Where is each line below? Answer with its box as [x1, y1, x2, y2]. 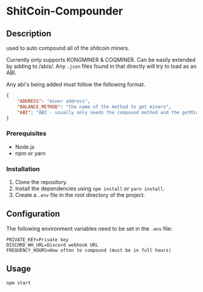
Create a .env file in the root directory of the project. [14, 191, 146, 198]
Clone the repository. [14, 178, 68, 185]
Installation [6, 165, 40, 173]
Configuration [6, 209, 60, 219]
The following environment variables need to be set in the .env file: [6, 225, 173, 232]
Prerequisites [6, 129, 47, 138]
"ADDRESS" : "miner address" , [17, 98, 91, 104]
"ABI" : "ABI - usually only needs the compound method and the [17, 109, 180, 116]
